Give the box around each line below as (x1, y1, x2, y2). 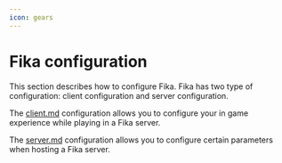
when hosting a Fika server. (9, 143, 111, 154)
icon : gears (9, 12, 53, 22)
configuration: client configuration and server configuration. (9, 90, 229, 101)
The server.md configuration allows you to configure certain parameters (9, 134, 274, 145)
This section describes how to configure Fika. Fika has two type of (9, 81, 254, 92)
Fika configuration (9, 51, 149, 71)
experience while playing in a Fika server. (9, 117, 161, 127)
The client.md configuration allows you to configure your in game (9, 108, 249, 118)
